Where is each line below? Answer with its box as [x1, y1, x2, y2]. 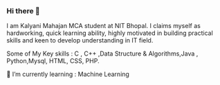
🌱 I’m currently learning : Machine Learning [6, 70, 129, 78]
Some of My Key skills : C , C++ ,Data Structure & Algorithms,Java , [6, 49, 199, 58]
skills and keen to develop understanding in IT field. [6, 36, 154, 45]
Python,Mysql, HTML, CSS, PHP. [6, 57, 100, 65]
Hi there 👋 [6, 6, 41, 16]
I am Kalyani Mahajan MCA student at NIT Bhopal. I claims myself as [6, 22, 201, 30]
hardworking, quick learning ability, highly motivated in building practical [6, 29, 214, 37]
